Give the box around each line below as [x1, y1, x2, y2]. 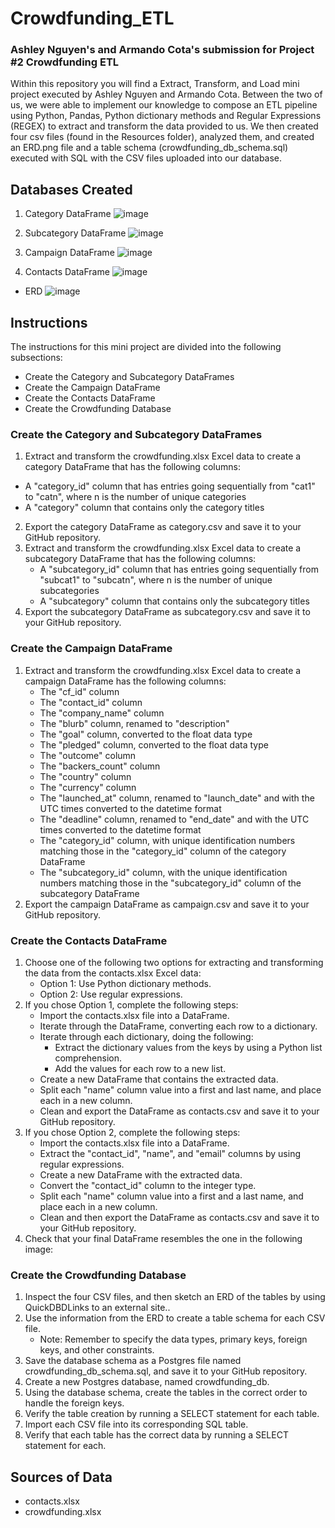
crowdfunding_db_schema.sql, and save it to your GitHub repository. [24, 1365, 308, 1377]
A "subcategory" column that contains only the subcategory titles [39, 595, 310, 607]
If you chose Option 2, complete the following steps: [24, 1127, 241, 1138]
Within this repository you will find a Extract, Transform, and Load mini [10, 78, 300, 90]
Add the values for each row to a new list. [54, 1063, 227, 1074]
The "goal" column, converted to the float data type [39, 728, 253, 740]
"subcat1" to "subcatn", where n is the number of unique [39, 574, 273, 586]
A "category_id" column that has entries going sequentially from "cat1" [24, 480, 316, 492]
